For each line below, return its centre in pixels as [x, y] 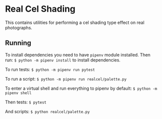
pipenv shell [18, 93]
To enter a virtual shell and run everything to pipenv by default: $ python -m [81, 88]
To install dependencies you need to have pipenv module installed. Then [78, 55]
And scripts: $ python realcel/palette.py [47, 111]
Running [18, 43]
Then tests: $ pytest [26, 102]
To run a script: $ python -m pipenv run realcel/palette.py [66, 79]
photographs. [19, 27]
